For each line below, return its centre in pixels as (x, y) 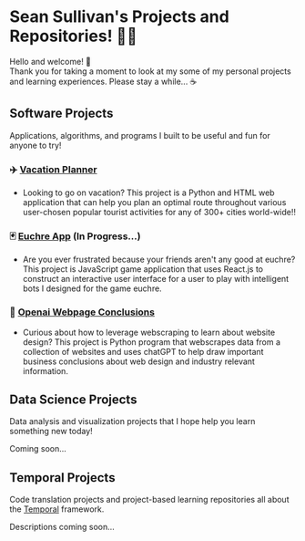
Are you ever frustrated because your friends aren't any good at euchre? (159, 260)
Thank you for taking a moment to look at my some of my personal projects (150, 71)
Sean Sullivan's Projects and (119, 17)
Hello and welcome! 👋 (51, 61)
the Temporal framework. (57, 509)
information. (45, 370)
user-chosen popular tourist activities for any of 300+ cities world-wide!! (159, 213)
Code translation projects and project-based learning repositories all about (149, 500)
